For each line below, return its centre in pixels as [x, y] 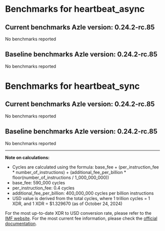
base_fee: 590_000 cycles [39, 182]
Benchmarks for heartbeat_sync [72, 86]
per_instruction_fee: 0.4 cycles [43, 188]
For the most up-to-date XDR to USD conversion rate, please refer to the [78, 213]
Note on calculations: [27, 157]
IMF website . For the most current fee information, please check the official [81, 218]
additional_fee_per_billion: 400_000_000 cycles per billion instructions [83, 193]
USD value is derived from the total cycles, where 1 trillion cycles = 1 [81, 198]
